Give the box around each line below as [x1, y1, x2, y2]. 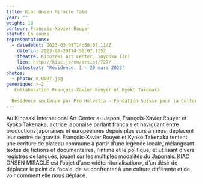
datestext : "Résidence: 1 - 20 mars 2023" [17, 64, 125, 71]
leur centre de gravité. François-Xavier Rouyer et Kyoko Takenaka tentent [6, 133, 188, 141]
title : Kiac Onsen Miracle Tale [6, 8, 87, 15]
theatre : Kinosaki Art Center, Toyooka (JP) [17, 53, 130, 59]
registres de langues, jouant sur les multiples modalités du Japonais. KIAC [6, 153, 190, 160]
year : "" [6, 14, 28, 20]
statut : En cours [6, 31, 50, 37]
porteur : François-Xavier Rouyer [6, 25, 90, 32]
